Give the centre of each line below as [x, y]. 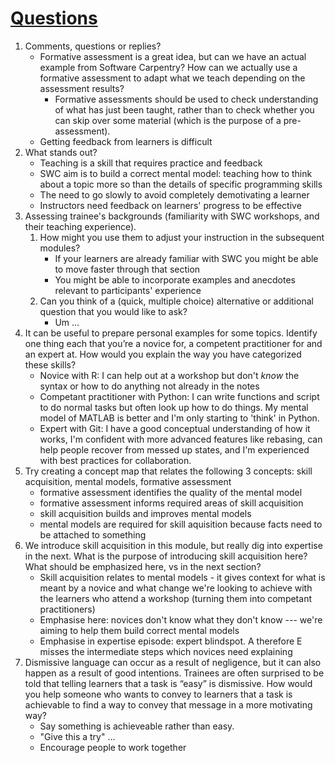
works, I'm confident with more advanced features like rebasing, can [181, 439]
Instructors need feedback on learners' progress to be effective [170, 205]
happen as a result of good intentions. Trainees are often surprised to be [174, 673]
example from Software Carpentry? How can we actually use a [168, 67]
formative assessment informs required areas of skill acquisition [171, 503]
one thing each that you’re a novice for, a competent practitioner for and [173, 343]
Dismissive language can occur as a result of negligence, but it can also [173, 662]
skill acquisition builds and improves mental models [145, 513]
